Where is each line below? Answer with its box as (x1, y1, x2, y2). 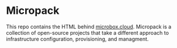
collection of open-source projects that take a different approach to (6, 29, 169, 36)
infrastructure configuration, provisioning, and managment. (6, 35, 149, 42)
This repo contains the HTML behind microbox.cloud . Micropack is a (6, 23, 172, 30)
